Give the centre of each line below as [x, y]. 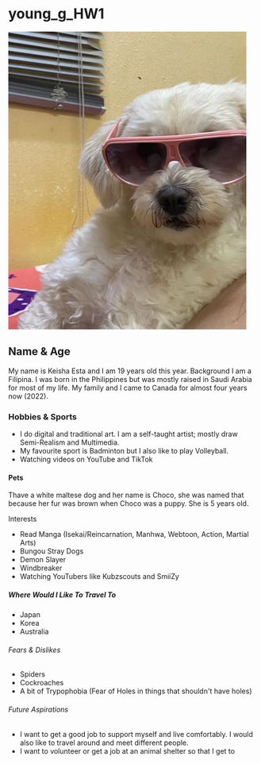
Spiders [33, 674]
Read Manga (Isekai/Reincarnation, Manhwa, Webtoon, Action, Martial [134, 534]
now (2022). [29, 396]
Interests [23, 519]
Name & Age [39, 351]
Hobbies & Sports [43, 416]
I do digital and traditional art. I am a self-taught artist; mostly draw [129, 434]
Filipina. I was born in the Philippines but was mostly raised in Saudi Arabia [130, 379]
